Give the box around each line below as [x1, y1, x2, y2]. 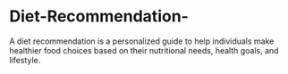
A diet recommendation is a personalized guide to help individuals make [9, 36, 275, 46]
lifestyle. [9, 54, 41, 65]
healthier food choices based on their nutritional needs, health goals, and [9, 45, 279, 55]
